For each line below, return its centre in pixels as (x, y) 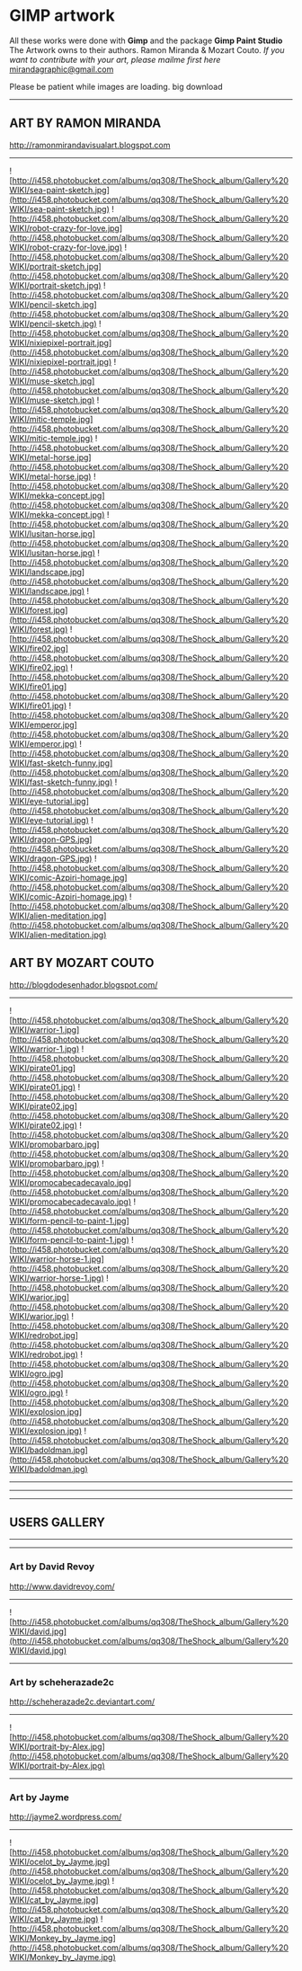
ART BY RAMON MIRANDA (85, 124)
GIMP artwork (62, 16)
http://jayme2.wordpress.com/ (66, 1817)
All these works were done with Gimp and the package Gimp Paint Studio (146, 40)
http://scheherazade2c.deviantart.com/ (82, 1701)
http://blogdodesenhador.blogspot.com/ (84, 984)
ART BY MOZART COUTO (82, 963)
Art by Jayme (40, 1797)
